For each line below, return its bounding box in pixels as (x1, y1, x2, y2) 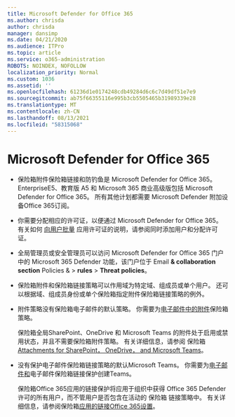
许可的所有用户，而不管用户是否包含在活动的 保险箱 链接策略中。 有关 (17, 393, 220, 402)
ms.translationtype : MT (7, 102, 77, 109)
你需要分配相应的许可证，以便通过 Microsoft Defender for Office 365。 (17, 217, 222, 225)
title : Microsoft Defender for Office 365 (7, 10, 133, 18)
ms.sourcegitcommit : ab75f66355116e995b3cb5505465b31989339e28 (7, 95, 196, 102)
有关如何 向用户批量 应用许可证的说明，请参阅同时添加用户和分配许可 (17, 225, 218, 233)
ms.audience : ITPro (7, 43, 65, 50)
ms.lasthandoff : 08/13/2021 (7, 114, 90, 121)
